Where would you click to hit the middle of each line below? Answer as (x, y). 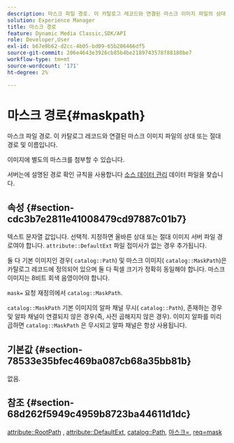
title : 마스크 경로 (32, 27)
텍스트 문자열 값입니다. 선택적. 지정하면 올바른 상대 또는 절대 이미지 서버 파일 (111, 237)
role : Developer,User (39, 40)
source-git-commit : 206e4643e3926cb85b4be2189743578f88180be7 (100, 53)
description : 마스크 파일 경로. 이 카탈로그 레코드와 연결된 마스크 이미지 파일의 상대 (117, 14)
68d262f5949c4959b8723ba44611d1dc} (99, 414)
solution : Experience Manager (51, 20)
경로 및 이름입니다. (32, 145)
